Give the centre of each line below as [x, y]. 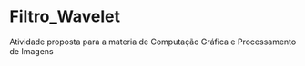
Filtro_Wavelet [65, 17]
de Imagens [31, 51]
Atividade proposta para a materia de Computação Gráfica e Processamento [153, 42]
